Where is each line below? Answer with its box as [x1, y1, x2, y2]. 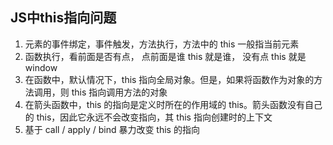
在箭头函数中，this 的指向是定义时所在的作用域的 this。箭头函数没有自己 [24, 98, 323, 110]
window [24, 61, 58, 73]
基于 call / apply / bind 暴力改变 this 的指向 [24, 123, 200, 135]
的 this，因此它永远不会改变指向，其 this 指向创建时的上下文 [24, 111, 273, 123]
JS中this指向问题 [10, 9, 117, 27]
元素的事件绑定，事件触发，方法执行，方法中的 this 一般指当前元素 [24, 38, 300, 50]
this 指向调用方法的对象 [71, 86, 168, 98]
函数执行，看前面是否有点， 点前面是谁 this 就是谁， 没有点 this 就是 [24, 50, 307, 62]
